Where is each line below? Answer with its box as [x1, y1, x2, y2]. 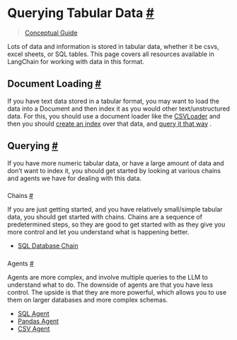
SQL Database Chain [17, 241, 79, 250]
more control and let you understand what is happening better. [7, 228, 190, 236]
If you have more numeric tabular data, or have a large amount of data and [7, 158, 224, 168]
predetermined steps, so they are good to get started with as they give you [7, 220, 226, 229]
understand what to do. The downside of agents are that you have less [7, 280, 214, 289]
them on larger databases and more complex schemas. [7, 296, 168, 305]
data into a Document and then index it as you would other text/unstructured [7, 104, 230, 113]
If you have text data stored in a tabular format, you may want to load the [7, 97, 219, 105]
